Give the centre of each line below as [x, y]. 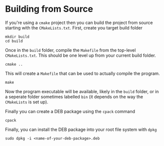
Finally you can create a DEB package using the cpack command [70, 111]
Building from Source [49, 9]
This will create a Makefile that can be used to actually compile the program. [82, 73]
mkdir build [17, 37]
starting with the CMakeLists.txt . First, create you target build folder [74, 27]
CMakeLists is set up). [27, 102]
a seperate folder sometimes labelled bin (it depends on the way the [74, 97]
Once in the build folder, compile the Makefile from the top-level [70, 50]
